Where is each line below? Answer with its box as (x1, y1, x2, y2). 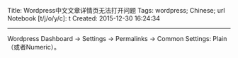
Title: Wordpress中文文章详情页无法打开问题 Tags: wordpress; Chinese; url (7, 6, 225, 14)
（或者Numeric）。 (7, 43, 61, 51)
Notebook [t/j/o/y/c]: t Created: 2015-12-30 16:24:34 (7, 14, 161, 23)
